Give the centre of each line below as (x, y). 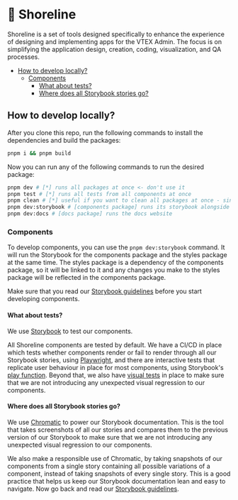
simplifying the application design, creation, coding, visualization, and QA (114, 49)
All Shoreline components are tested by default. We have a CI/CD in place (115, 344)
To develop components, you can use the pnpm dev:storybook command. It (116, 247)
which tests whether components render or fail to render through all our (112, 352)
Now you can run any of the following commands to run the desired (106, 167)
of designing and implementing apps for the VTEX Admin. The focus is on (114, 41)
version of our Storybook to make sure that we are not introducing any (110, 437)
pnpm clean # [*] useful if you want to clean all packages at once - (114, 201)
